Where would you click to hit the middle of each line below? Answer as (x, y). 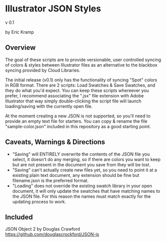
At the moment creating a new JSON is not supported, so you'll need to (78, 116)
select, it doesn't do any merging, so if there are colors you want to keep (86, 159)
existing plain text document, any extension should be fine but (76, 175)
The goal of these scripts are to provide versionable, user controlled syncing (83, 60)
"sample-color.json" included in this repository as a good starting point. (78, 126)
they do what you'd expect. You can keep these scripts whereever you (77, 90)
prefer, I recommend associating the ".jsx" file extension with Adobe (75, 95)
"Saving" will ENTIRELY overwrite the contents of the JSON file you (81, 154)
